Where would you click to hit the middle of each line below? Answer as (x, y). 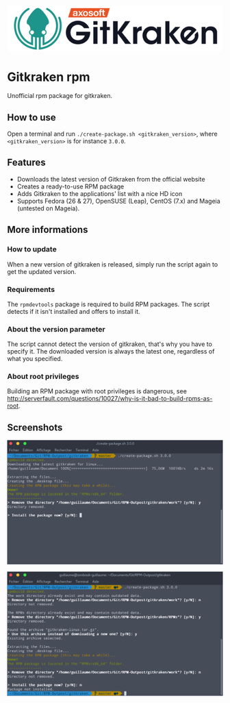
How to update (32, 249)
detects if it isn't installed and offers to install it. (74, 311)
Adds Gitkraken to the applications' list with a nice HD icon (100, 193)
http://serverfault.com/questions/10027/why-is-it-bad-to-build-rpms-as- (110, 399)
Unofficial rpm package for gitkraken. (60, 96)
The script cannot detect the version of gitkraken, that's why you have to (110, 344)
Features (26, 163)
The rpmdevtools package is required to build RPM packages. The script (108, 304)
